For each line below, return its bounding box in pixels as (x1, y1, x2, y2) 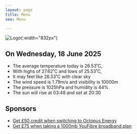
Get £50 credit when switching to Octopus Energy (12, 118, 117, 123)
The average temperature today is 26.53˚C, (12, 63, 103, 69)
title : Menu (5, 12, 30, 17)
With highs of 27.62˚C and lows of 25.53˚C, (12, 69, 102, 75)
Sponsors (5, 104, 36, 113)
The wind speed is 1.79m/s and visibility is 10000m (12, 79, 119, 85)
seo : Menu (5, 17, 26, 22)
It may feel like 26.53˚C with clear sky (12, 74, 91, 80)
